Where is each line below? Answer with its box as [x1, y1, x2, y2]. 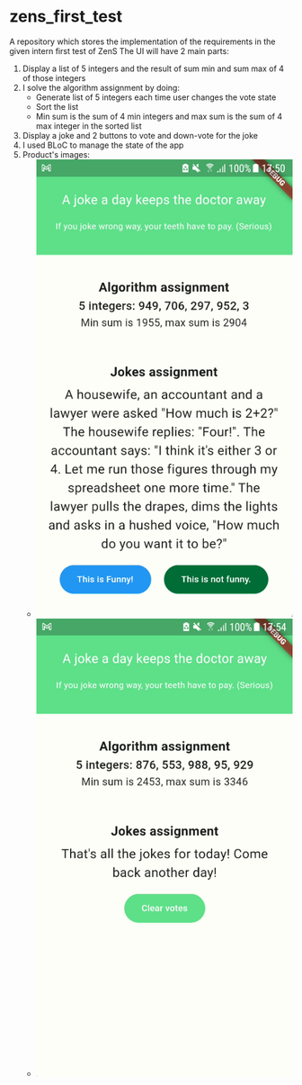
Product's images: [22, 149, 90, 159]
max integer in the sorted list [35, 120, 142, 131]
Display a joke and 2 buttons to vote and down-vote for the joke [22, 130, 259, 140]
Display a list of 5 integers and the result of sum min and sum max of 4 [22, 63, 285, 74]
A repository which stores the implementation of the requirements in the [9, 36, 276, 47]
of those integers [22, 72, 86, 83]
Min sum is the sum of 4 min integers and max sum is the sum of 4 [35, 111, 283, 122]
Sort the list [35, 101, 79, 112]
